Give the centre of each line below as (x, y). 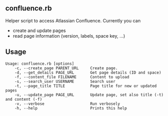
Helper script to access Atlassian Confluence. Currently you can (73, 20)
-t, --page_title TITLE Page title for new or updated (86, 86)
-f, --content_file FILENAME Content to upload (72, 77)
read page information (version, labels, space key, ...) (69, 36)
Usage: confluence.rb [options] (40, 64)
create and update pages (39, 31)
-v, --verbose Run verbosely (67, 104)
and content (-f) (24, 99)
